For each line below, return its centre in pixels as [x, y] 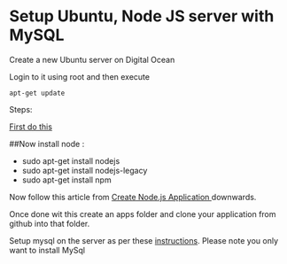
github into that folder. [50, 223]
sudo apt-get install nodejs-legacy [85, 170]
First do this [31, 127]
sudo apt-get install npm [67, 180]
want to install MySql [47, 250]
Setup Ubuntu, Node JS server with [142, 16]
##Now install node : [47, 144]
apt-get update [37, 93]
